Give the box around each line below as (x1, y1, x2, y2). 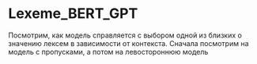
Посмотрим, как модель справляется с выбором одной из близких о (8, 30, 243, 40)
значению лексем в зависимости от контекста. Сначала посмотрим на (8, 38, 249, 48)
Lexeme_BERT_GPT (8, 5, 138, 23)
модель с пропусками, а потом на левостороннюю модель (8, 47, 209, 56)
